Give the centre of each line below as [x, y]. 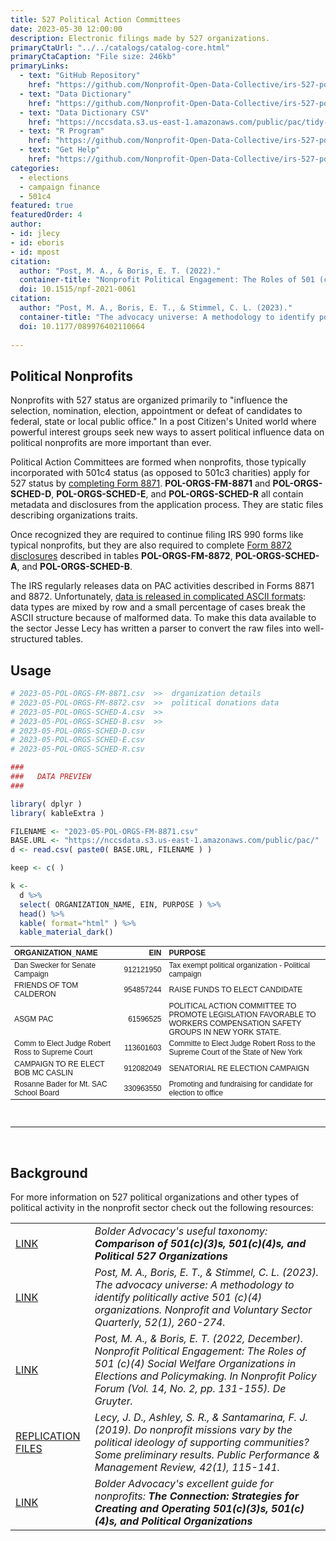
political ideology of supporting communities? [202, 1443]
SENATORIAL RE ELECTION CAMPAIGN [239, 1068]
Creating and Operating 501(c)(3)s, [181, 1509]
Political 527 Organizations [161, 1256]
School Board [37, 1093]
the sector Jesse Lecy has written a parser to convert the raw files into [156, 628]
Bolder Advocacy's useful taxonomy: [181, 1231]
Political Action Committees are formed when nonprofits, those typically [158, 462]
